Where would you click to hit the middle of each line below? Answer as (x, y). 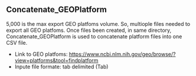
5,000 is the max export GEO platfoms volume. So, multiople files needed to (98, 24)
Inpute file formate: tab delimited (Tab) (61, 67)
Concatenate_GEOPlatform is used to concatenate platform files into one (94, 36)
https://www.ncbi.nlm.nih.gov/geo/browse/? (122, 54)
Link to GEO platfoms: (41, 54)
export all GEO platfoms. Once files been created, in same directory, (89, 30)
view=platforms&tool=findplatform (56, 60)
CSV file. (17, 42)
